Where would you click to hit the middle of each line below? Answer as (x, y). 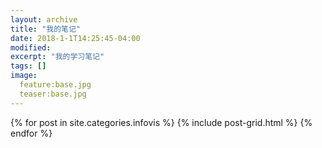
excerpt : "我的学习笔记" (57, 57)
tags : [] (28, 66)
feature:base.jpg (55, 85)
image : (24, 76)
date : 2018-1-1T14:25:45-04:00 (75, 38)
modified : (31, 47)
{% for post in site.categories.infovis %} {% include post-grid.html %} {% (161, 122)
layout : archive (44, 19)
